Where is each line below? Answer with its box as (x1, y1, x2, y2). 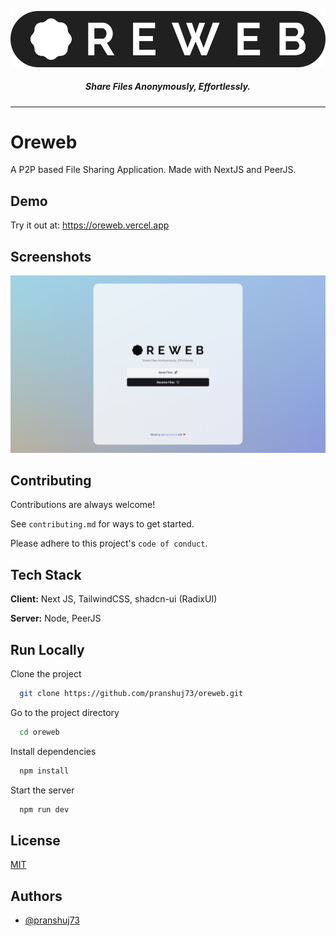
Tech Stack (10, 566, 82, 583)
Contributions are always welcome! (10, 499, 156, 511)
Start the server (10, 784, 75, 796)
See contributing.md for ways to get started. (10, 518, 195, 530)
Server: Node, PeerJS (10, 612, 102, 625)
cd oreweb (19, 727, 60, 737)
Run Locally (10, 641, 85, 658)
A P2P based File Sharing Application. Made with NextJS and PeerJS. (10, 164, 297, 176)
